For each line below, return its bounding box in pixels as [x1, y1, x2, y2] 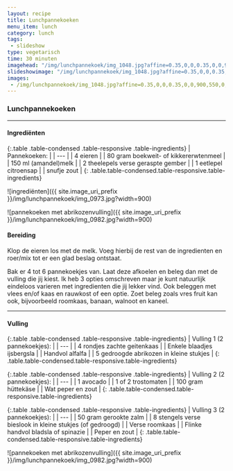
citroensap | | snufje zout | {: [7, 166, 89, 174]
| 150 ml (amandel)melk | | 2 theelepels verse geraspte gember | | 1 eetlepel [7, 159, 223, 167]
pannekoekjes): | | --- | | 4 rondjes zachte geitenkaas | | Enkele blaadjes [7, 342, 213, 350]
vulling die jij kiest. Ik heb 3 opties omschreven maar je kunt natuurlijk [7, 275, 206, 283]
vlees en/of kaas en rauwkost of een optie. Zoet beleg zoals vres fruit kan [7, 289, 218, 298]
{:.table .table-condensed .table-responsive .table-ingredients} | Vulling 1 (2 [7, 334, 224, 343]
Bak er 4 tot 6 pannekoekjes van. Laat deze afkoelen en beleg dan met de [7, 267, 218, 275]
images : [7, 74, 30, 82]
